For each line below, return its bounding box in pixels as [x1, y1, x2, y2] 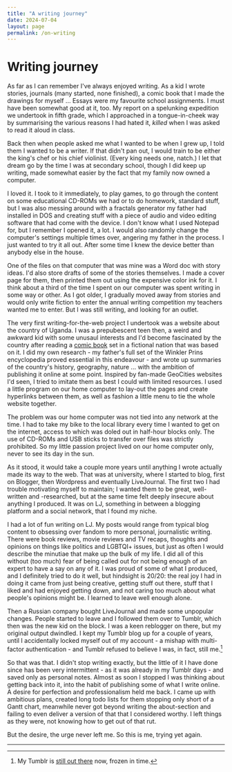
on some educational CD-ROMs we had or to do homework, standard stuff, [7, 197, 220, 205]
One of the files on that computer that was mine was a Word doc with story [7, 262, 221, 270]
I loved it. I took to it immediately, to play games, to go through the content [7, 189, 219, 197]
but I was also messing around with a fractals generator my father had [7, 204, 207, 213]
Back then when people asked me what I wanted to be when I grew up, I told [7, 139, 224, 148]
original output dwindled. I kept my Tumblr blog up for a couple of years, [7, 629, 213, 637]
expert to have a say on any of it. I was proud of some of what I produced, [7, 564, 217, 573]
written [7, 492, 28, 501]
